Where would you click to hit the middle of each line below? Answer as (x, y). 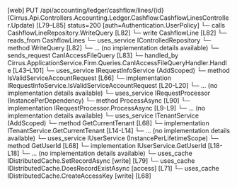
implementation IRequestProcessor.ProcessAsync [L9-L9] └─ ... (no (106, 108)
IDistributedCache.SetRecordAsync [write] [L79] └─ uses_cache (101, 161)
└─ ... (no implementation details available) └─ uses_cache (106, 153)
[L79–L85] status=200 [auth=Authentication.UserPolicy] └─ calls (131, 25)
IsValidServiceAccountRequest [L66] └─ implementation (89, 78)
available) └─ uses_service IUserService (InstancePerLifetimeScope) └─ (113, 138)
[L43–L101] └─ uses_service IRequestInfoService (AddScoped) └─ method (121, 70)
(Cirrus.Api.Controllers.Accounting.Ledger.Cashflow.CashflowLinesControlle (118, 18)
